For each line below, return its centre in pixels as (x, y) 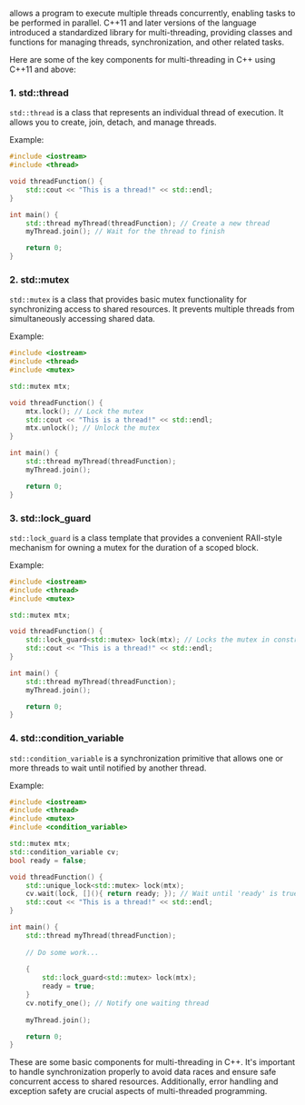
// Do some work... (63, 952)
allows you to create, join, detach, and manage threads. (113, 123)
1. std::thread (39, 93)
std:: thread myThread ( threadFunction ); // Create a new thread (148, 223)
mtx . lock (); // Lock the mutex (85, 411)
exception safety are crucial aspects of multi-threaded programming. (138, 1091)
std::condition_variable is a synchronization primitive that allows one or (147, 758)
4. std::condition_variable (67, 738)
